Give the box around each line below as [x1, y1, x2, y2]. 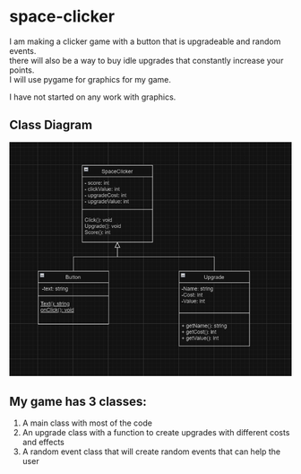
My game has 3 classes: [9, 393, 148, 409]
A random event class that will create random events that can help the [21, 446, 280, 457]
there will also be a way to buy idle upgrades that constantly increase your [9, 55, 284, 66]
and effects [21, 437, 65, 448]
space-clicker [9, 6, 115, 27]
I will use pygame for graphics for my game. [9, 74, 172, 84]
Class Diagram [9, 118, 92, 133]
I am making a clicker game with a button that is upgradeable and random [9, 36, 281, 47]
